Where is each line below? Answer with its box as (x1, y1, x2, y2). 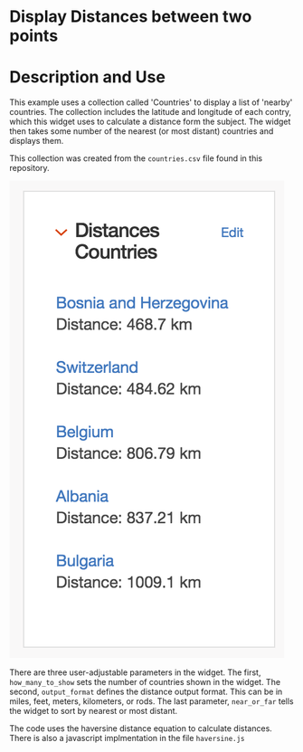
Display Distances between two (9, 6, 252, 27)
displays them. (9, 136, 64, 147)
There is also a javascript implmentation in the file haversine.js (9, 733, 246, 744)
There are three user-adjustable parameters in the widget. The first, (9, 667, 261, 678)
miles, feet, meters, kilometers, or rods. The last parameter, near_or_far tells (9, 696, 294, 707)
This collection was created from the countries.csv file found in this (9, 153, 263, 164)
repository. (9, 163, 50, 174)
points (9, 25, 59, 46)
